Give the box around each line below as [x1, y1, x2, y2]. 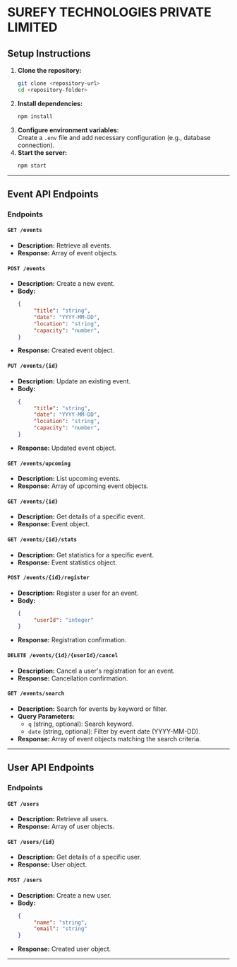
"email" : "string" [33, 925, 88, 932]
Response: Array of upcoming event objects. [17, 482, 149, 490]
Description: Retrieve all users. [17, 815, 109, 823]
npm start [17, 162, 47, 169]
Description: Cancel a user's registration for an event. [17, 666, 175, 675]
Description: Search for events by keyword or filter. [17, 705, 168, 713]
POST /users [7, 876, 42, 884]
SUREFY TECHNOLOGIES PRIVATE [7, 4, 212, 21]
